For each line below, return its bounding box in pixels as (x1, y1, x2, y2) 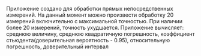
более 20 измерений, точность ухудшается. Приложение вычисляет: (6, 24, 184, 31)
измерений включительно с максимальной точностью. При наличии (6, 18, 183, 24)
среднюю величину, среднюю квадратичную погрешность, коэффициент (6, 30, 195, 38)
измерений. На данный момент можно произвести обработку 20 (6, 11, 174, 18)
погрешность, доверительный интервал (6, 43, 109, 50)
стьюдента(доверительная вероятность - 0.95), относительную (6, 37, 170, 43)
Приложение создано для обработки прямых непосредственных (6, 5, 173, 12)
